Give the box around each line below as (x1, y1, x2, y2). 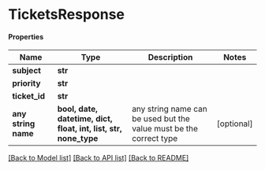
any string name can (131, 104, 207, 115)
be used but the (131, 113, 191, 124)
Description (147, 52, 193, 63)
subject (12, 65, 42, 76)
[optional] (216, 118, 253, 129)
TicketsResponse (8, 6, 125, 24)
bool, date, (57, 104, 99, 115)
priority (12, 78, 41, 89)
